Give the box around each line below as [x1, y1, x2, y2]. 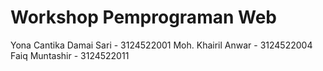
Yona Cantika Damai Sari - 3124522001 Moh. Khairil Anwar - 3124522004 [10, 39, 313, 51]
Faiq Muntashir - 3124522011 [10, 49, 130, 61]
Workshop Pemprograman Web [10, 6, 277, 29]
